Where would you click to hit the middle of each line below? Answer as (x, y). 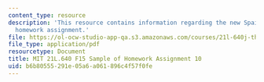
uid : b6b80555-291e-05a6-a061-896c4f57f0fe (81, 66)
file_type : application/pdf (54, 45)
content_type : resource (47, 15)
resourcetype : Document (47, 52)
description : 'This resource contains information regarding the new (125, 23)
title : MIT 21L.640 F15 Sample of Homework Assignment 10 (105, 59)
